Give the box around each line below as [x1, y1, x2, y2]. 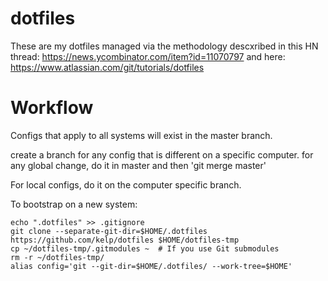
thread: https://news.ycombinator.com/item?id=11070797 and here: [10, 50, 286, 62]
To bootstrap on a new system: [10, 198, 138, 210]
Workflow [10, 97, 94, 119]
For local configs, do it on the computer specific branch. [10, 178, 242, 191]
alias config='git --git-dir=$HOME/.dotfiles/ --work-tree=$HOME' [10, 261, 293, 271]
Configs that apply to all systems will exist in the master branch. [10, 129, 273, 141]
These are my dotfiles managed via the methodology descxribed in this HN [10, 40, 319, 52]
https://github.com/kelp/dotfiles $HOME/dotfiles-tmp [10, 235, 240, 245]
